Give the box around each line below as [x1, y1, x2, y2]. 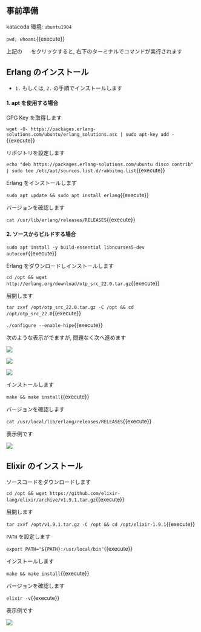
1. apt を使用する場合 [6, 99, 59, 107]
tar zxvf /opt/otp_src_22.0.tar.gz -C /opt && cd [6, 304, 134, 311]
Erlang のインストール [6, 67, 89, 78]
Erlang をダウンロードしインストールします [6, 263, 114, 270]
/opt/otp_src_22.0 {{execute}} [6, 310, 82, 317]
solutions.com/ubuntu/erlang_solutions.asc [6, 131, 118, 138]
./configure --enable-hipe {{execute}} [6, 321, 103, 329]
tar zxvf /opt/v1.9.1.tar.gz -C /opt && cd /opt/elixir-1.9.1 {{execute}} [6, 520, 196, 528]
